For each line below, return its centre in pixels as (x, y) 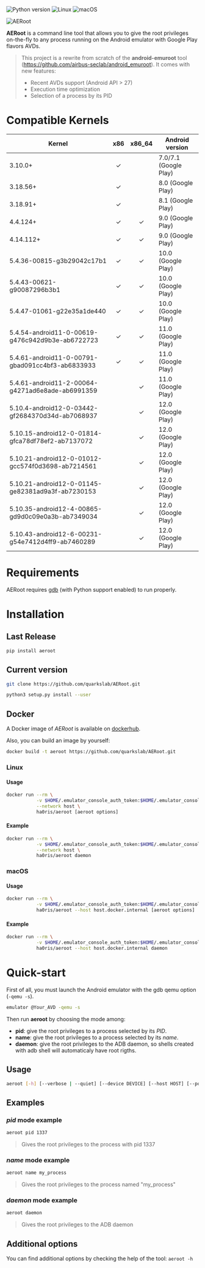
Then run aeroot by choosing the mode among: (66, 1019)
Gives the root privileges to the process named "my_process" (98, 1184)
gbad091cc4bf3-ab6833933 (53, 365)
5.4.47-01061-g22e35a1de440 (58, 311)
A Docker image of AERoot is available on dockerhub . (74, 729)
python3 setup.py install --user (49, 695)
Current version (37, 670)
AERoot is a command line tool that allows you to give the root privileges (98, 33)
